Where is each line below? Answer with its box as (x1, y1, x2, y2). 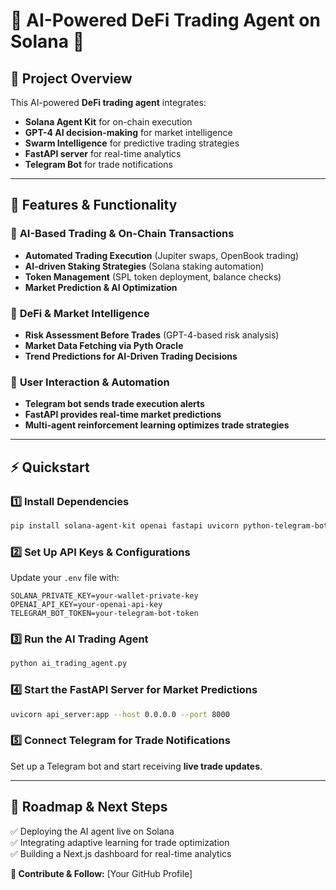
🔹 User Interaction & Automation (10, 375, 170, 389)
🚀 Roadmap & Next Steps (10, 799, 168, 816)
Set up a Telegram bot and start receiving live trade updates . (10, 760, 263, 772)
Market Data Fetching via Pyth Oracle (24, 339, 184, 351)
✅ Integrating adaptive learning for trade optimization (10, 836, 230, 848)
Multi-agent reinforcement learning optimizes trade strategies (24, 419, 290, 431)
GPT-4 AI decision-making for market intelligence (24, 127, 233, 138)
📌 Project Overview (10, 70, 133, 87)
